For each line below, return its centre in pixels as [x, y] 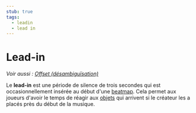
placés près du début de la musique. [51, 104]
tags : [13, 17]
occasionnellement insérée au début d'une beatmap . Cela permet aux [91, 92]
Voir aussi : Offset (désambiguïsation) [52, 74]
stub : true [20, 12]
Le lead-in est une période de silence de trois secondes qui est [83, 85]
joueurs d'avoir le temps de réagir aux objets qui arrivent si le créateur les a [98, 98]
